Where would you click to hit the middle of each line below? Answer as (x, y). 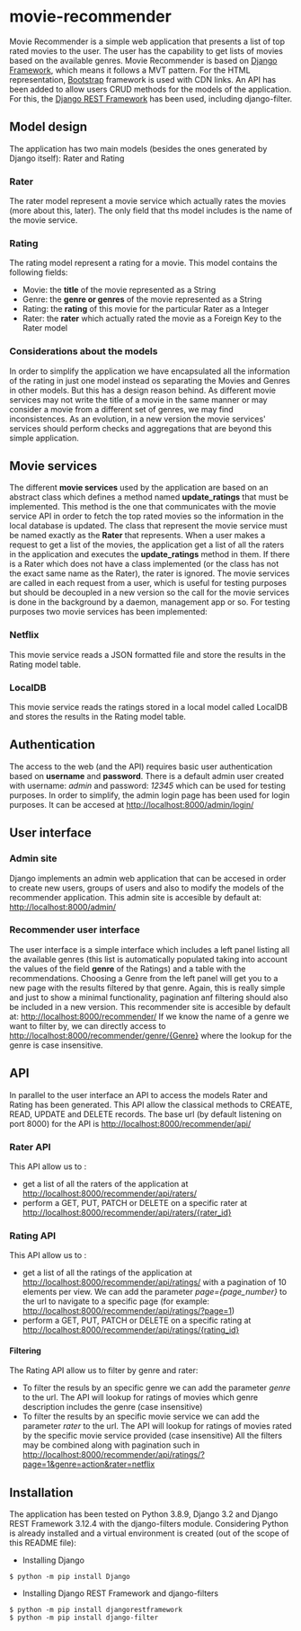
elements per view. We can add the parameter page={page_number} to (155, 1292)
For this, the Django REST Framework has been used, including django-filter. (151, 98)
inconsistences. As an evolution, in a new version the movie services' (138, 419)
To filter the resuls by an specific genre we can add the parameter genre (156, 1388)
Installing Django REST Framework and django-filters (120, 1593)
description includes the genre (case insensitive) (112, 1407)
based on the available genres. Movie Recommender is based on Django (143, 60)
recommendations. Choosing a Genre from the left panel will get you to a (144, 978)
